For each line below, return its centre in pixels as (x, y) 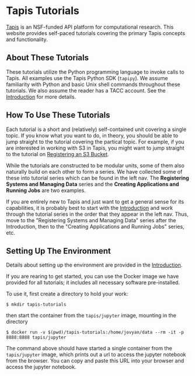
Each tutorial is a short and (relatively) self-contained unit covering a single (96, 129)
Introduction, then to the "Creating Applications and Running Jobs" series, (95, 226)
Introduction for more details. (41, 96)
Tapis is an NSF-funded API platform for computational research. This (90, 27)
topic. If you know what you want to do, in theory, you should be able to (92, 135)
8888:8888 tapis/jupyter (36, 337)
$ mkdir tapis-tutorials (36, 305)
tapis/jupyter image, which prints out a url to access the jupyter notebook (96, 354)
